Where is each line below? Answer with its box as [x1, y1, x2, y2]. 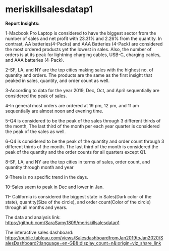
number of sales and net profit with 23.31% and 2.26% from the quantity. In [5, 35, 162, 41]
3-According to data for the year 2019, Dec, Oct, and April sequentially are [5, 87, 160, 93]
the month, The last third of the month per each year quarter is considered [5, 123, 160, 129]
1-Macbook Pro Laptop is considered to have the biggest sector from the [5, 30, 156, 36]
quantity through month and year [5, 164, 74, 170]
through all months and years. [5, 204, 68, 211]
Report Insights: [5, 20, 40, 26]
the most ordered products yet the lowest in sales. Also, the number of [5, 46, 152, 52]
